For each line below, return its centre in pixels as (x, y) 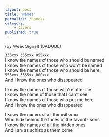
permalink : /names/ (25, 19)
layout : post (18, 10)
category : (15, 23)
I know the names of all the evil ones (42, 114)
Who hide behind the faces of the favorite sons (53, 120)
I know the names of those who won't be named (54, 65)
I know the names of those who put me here (49, 100)
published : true (22, 32)
